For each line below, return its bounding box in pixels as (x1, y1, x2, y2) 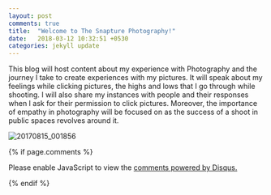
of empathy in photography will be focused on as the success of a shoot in (8, 107, 258, 117)
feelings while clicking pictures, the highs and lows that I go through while (8, 82, 256, 91)
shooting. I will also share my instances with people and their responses (8, 90, 249, 100)
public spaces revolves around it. (8, 116, 119, 125)
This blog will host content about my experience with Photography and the (8, 64, 258, 74)
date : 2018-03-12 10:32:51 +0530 (8, 34, 129, 43)
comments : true (8, 19, 60, 28)
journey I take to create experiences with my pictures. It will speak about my (8, 73, 263, 83)
